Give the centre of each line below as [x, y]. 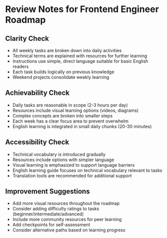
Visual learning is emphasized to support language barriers [73, 165]
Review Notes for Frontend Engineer [82, 9]
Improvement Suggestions [48, 192]
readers [21, 67]
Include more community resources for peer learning [67, 219]
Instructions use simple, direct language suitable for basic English [80, 61]
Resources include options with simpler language [63, 160]
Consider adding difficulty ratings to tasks [56, 209]
